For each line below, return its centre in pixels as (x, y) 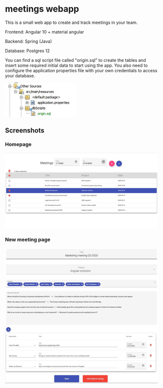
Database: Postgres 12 (27, 51)
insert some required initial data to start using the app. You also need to (76, 65)
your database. (20, 75)
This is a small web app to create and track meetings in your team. (71, 22)
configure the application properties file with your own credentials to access (81, 70)
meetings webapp (42, 9)
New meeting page (28, 240)
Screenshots (25, 131)
